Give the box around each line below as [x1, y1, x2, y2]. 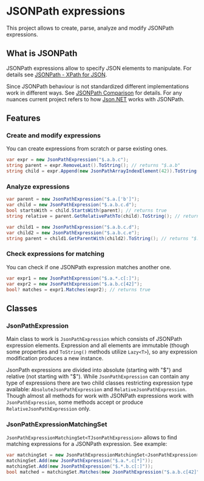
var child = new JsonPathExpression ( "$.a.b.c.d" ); [6, 202, 137, 208]
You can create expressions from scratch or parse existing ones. [6, 145, 168, 152]
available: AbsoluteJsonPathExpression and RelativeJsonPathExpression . [6, 386, 187, 393]
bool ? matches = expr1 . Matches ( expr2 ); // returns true [6, 286, 151, 292]
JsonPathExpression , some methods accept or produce [6, 399, 144, 406]
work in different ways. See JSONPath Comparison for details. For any [6, 89, 182, 96]
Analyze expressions [6, 182, 70, 190]
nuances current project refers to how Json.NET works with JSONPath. [6, 95, 185, 103]
